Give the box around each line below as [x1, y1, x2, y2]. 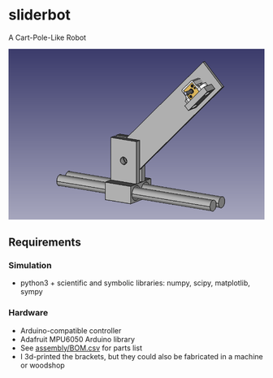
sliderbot [8, 6, 71, 24]
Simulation [8, 260, 52, 272]
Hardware [8, 307, 49, 319]
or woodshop [19, 360, 65, 370]
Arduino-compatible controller [19, 325, 122, 335]
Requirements [8, 236, 81, 250]
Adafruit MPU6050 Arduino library [19, 334, 136, 344]
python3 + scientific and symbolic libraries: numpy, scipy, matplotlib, [19, 278, 250, 288]
